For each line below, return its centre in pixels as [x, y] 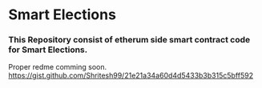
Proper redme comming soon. [58, 67]
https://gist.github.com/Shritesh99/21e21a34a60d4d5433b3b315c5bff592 [131, 76]
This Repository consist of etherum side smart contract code [129, 40]
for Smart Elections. [48, 50]
